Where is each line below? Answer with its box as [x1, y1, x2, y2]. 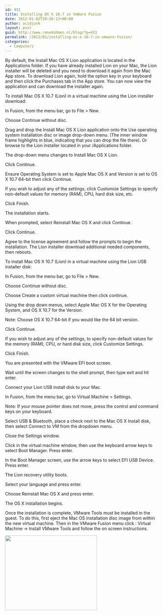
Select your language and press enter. [5, 481, 82, 487]
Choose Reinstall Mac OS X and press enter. [5, 491, 94, 497]
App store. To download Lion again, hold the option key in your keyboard [5, 73, 152, 79]
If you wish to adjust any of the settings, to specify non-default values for [5, 335, 153, 342]
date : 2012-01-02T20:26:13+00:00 [5, 16, 73, 21]
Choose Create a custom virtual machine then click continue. [5, 292, 128, 298]
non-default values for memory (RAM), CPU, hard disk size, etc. [5, 191, 134, 197]
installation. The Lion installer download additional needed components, [5, 244, 150, 250]
